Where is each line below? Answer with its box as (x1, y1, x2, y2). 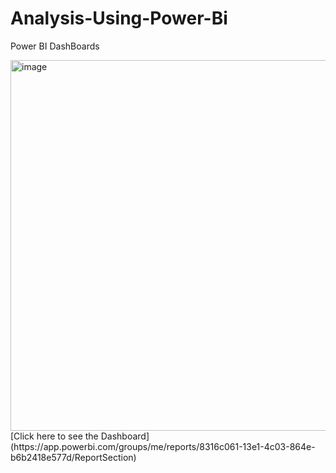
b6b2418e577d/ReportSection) (10, 451, 137, 463)
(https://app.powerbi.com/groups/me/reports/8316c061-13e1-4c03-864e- (10, 440, 316, 452)
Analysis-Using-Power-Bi (10, 7, 228, 30)
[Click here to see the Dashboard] (10, 430, 150, 442)
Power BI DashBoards (10, 40, 100, 52)
